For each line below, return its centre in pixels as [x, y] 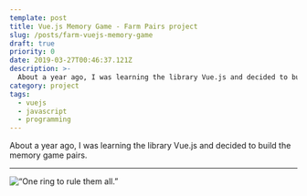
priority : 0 [32, 52]
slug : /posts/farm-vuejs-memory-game [81, 35]
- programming [44, 119]
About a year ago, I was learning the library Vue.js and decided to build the [150, 146]
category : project [44, 86]
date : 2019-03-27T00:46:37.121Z [71, 60]
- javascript [42, 111]
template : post [38, 18]
